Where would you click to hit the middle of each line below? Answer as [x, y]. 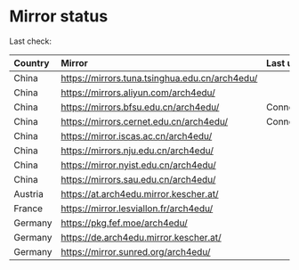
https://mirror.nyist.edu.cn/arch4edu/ [138, 165]
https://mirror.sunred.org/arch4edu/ [136, 251]
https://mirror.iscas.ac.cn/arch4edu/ [137, 135]
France [28, 209]
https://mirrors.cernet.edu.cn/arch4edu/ [145, 121]
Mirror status [59, 16]
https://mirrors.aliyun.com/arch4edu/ [138, 93]
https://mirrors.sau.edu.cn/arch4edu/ [138, 179]
